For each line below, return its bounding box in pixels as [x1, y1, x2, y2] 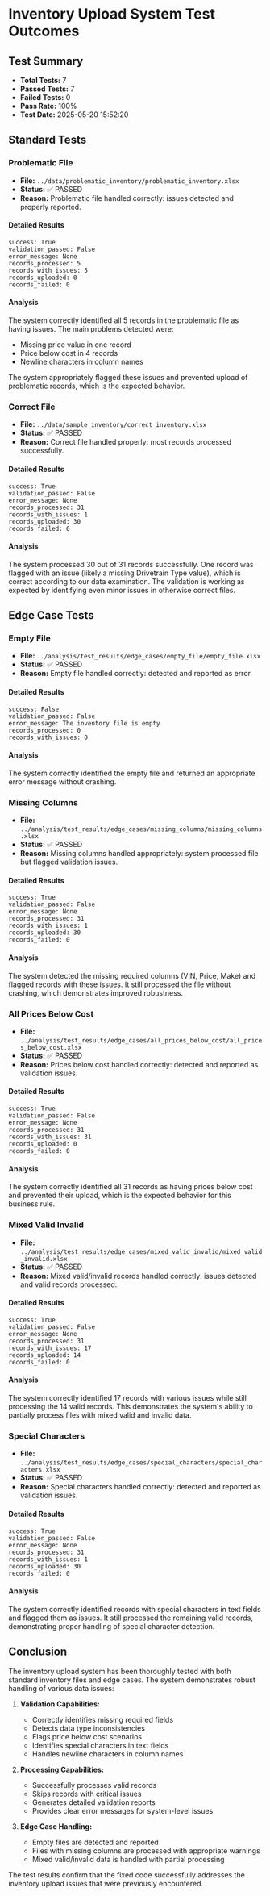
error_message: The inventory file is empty [8, 719, 160, 727]
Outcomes [8, 22, 80, 40]
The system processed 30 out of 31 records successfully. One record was [8, 559, 254, 569]
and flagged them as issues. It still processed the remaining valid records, [8, 1613, 254, 1622]
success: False [8, 705, 60, 713]
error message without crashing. [8, 776, 117, 787]
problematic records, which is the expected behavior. [8, 381, 185, 391]
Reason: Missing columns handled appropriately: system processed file [19, 849, 259, 858]
